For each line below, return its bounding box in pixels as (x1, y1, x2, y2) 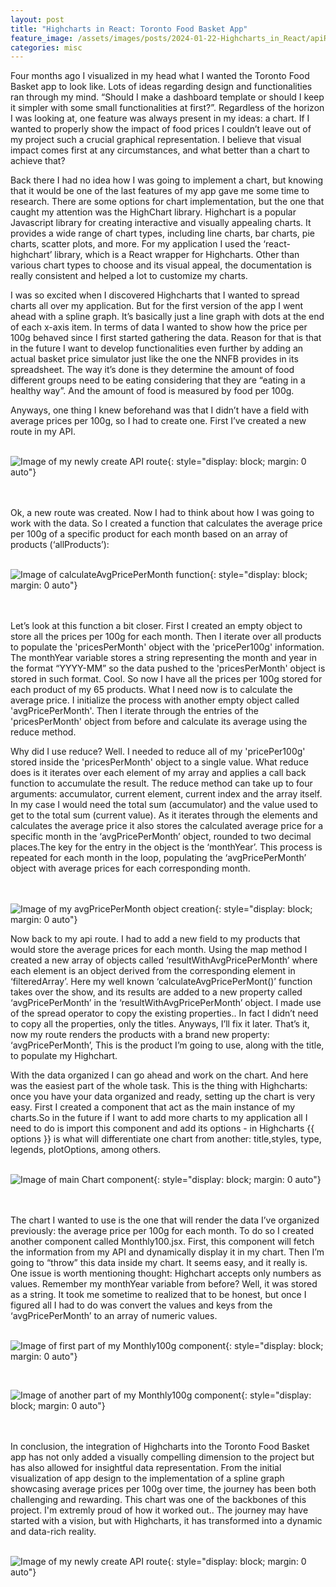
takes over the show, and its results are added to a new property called (10, 986, 303, 998)
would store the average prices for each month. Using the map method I (10, 944, 308, 956)
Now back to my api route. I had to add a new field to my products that (10, 933, 301, 945)
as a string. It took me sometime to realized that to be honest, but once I (10, 1289, 307, 1301)
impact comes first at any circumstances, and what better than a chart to (10, 144, 311, 156)
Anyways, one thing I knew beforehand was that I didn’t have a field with (10, 404, 309, 416)
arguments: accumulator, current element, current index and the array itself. (10, 788, 323, 800)
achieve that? (10, 155, 66, 167)
